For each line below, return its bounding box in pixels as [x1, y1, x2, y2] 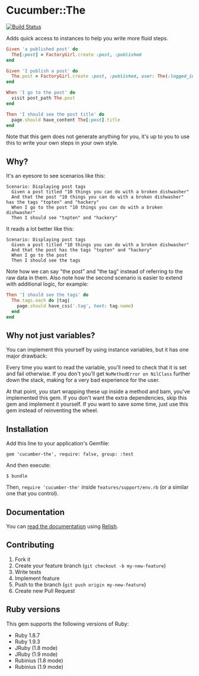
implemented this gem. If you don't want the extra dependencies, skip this [6, 394, 187, 401]
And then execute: [6, 462, 51, 469]
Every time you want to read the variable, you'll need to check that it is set [6, 364, 187, 371]
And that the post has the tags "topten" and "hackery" [11, 247, 152, 253]
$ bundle [6, 473, 28, 479]
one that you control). [6, 490, 59, 497]
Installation [6, 424, 49, 434]
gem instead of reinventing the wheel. [6, 407, 99, 414]
